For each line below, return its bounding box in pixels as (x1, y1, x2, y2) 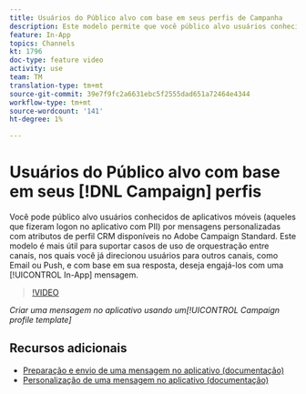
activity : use (9, 65, 64, 74)
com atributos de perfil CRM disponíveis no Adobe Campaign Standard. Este (9, 231, 297, 242)
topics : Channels (9, 38, 76, 48)
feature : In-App (9, 30, 71, 39)
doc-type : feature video (9, 56, 104, 65)
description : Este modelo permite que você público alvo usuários (9, 22, 267, 31)
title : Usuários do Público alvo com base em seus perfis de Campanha (9, 13, 283, 23)
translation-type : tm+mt (9, 81, 104, 90)
